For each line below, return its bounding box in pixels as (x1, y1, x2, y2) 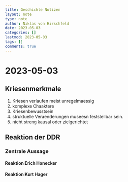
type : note (5, 16, 28, 21)
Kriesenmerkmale (5, 85, 62, 93)
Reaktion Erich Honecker (5, 160, 57, 166)
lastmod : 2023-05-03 (5, 35, 48, 40)
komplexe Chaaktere (12, 103, 54, 109)
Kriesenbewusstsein (12, 108, 54, 114)
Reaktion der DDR (5, 133, 61, 142)
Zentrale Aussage (5, 147, 49, 154)
